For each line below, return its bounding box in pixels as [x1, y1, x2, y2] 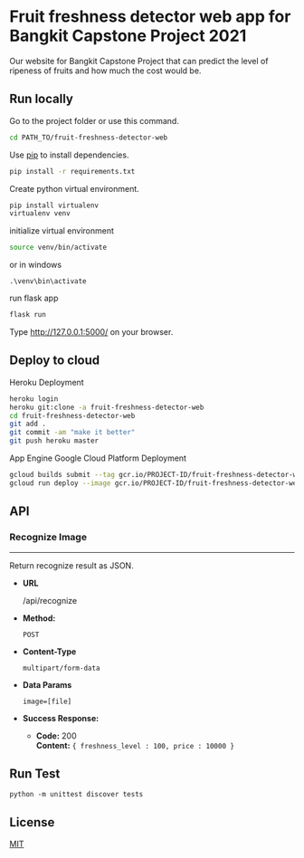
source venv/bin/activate [9, 243, 107, 253]
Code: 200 [35, 730, 77, 741]
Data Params [22, 679, 72, 690]
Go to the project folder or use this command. [9, 115, 179, 126]
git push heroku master [9, 436, 100, 445]
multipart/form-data [22, 663, 100, 672]
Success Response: [22, 712, 100, 723]
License [9, 815, 55, 830]
